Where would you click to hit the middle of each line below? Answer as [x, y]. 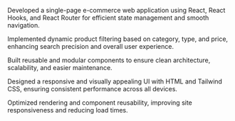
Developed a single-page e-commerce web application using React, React [116, 10]
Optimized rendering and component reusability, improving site [100, 103]
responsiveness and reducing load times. [68, 110]
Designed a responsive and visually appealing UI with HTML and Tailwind [115, 81]
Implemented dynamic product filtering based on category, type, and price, [118, 39]
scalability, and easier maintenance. [60, 68]
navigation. [24, 25]
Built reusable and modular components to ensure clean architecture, [109, 60]
